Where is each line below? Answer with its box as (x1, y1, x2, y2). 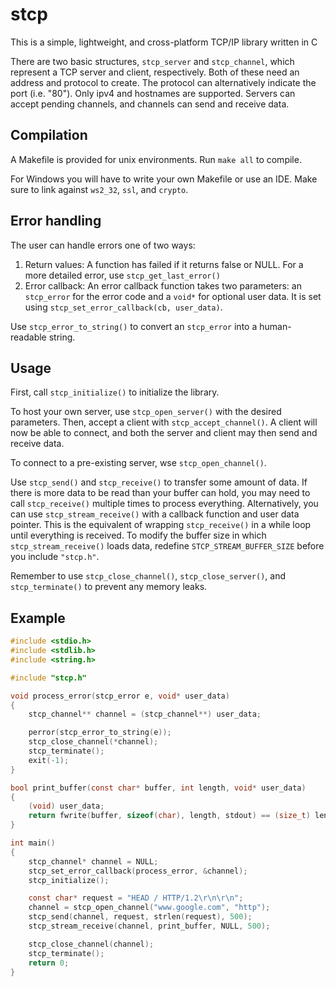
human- (259, 320, 292, 332)
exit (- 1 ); (28, 755, 70, 765)
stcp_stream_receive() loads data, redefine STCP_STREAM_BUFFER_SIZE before (10, 540, 325, 552)
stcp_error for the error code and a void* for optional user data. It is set (24, 290, 322, 302)
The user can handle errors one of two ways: (10, 239, 196, 251)
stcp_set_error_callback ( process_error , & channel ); (28, 866, 248, 876)
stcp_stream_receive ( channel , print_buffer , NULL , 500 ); (28, 921, 271, 932)
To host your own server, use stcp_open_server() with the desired (10, 406, 282, 418)
